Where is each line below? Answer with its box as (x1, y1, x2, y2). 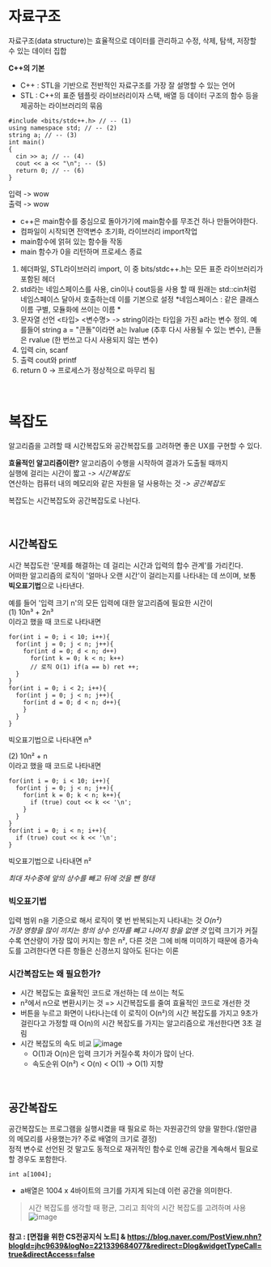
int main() (8, 138, 45, 146)
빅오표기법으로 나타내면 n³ (8, 735, 92, 745)
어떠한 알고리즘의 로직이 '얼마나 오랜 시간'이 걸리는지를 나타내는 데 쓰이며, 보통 (8, 570, 256, 580)
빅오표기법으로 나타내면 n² (8, 856, 92, 865)
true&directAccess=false (8, 1249, 95, 1259)
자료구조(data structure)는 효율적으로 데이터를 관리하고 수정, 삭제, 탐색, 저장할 (8, 36, 257, 45)
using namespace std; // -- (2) (8, 123, 117, 132)
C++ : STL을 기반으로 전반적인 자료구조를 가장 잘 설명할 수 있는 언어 (19, 80, 235, 90)
